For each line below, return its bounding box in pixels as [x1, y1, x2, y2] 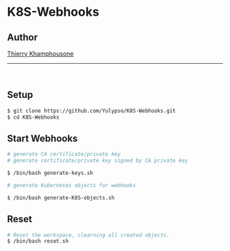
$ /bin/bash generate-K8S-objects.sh [7, 194, 115, 201]
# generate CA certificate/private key [7, 151, 121, 158]
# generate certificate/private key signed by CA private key [7, 157, 188, 165]
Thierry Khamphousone [7, 49, 74, 58]
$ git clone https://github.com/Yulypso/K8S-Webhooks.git [7, 107, 176, 114]
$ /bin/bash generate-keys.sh [7, 169, 94, 177]
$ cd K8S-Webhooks [7, 114, 60, 121]
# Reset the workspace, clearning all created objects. [7, 231, 170, 239]
